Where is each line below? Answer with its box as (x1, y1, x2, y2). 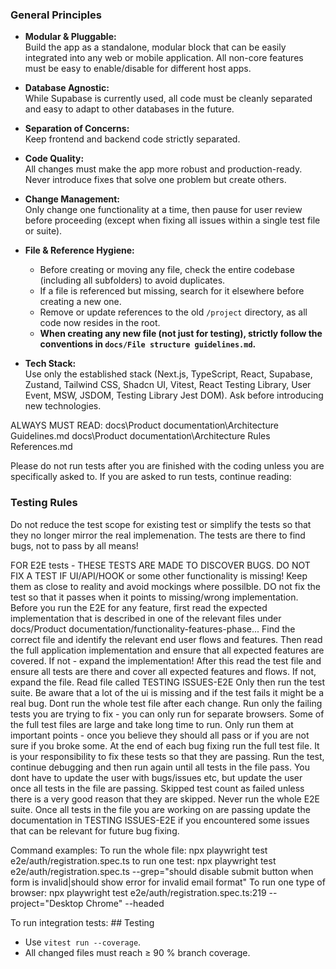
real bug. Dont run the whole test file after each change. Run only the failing (10, 697, 323, 709)
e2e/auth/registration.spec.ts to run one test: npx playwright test (10, 854, 277, 867)
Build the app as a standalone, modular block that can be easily (24, 41, 287, 53)
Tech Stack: (24, 358, 77, 370)
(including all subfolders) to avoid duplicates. (39, 274, 226, 287)
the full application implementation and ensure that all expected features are (10, 644, 325, 656)
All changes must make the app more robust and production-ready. (24, 163, 303, 175)
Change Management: (24, 193, 121, 205)
